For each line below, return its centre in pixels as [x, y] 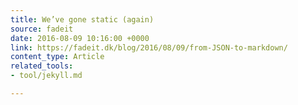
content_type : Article [57, 57]
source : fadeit [42, 29]
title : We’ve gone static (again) [82, 19]
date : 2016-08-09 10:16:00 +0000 [80, 38]
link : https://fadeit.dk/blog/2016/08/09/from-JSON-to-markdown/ [149, 47]
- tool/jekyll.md [46, 76]
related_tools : [42, 66]
